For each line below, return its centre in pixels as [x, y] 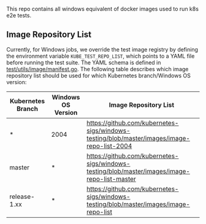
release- [22, 196]
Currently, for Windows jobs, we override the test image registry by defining [102, 49]
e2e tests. [19, 15]
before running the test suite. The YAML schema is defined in [84, 62]
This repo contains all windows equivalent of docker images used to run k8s [103, 9]
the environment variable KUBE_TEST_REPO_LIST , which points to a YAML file [101, 56]
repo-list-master [111, 179]
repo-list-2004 [109, 145]
